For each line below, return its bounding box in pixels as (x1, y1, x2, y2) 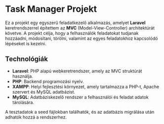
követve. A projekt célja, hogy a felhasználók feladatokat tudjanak (5, 30, 139, 36)
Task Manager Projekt (5, 3, 97, 15)
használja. (12, 73, 33, 79)
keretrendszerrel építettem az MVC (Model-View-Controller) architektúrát (5, 25, 155, 31)
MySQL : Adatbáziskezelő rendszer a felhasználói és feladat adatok (12, 94, 149, 100)
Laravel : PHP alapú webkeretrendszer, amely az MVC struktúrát (12, 68, 142, 74)
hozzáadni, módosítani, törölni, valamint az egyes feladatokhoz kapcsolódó (5, 35, 158, 41)
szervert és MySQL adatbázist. (12, 89, 76, 94)
